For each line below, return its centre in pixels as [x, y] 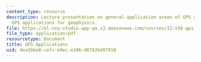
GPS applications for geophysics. [54, 22]
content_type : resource [36, 12]
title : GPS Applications [37, 45]
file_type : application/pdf [41, 34]
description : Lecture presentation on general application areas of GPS [99, 17]
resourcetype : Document [36, 39]
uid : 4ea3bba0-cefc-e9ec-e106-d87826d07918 [61, 50]
